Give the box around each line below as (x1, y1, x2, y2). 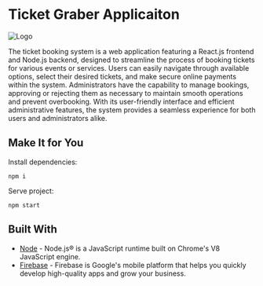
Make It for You (8, 136, 84, 150)
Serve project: (8, 186, 54, 196)
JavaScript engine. (19, 251, 81, 261)
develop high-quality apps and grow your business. (19, 269, 186, 278)
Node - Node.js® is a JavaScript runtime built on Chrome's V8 (19, 244, 221, 253)
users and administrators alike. (8, 113, 108, 123)
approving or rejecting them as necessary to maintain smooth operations (8, 88, 243, 97)
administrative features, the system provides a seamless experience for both (8, 104, 256, 115)
